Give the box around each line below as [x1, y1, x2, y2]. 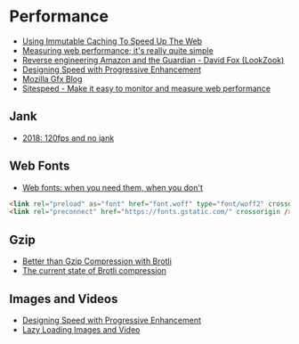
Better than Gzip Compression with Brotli [21, 256, 172, 266]
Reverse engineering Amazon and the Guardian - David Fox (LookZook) [21, 54, 285, 65]
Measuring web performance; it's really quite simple [21, 45, 214, 55]
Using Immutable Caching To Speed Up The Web [21, 36, 203, 46]
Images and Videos [9, 291, 118, 307]
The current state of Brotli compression [21, 266, 167, 276]
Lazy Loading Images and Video [21, 324, 141, 335]
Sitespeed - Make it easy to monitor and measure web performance [21, 83, 271, 94]
